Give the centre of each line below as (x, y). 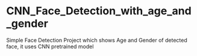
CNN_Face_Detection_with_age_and (99, 11)
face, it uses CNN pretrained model (50, 46)
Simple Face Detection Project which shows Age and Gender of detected (97, 40)
